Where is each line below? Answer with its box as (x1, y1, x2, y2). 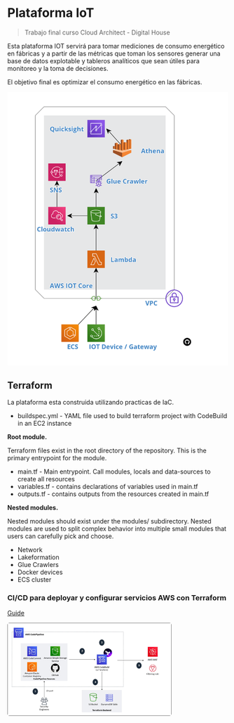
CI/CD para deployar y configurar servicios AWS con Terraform (7, 592, 226, 602)
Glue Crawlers (17, 561, 60, 569)
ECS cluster (17, 575, 52, 584)
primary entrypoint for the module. (7, 454, 107, 462)
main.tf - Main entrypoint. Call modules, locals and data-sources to (17, 467, 212, 476)
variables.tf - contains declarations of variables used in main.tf (17, 483, 198, 491)
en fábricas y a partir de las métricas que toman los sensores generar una (7, 49, 221, 58)
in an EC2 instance (17, 419, 72, 428)
